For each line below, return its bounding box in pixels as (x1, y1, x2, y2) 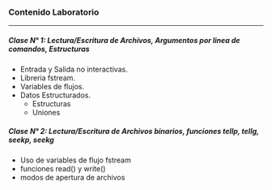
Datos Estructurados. (19, 90, 91, 100)
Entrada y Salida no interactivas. (19, 64, 128, 75)
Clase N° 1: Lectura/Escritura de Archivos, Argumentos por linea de (8, 35, 240, 45)
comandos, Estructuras (8, 44, 91, 54)
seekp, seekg (8, 135, 54, 145)
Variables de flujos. (19, 82, 85, 92)
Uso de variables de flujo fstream (19, 155, 131, 165)
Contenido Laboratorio (8, 6, 100, 18)
